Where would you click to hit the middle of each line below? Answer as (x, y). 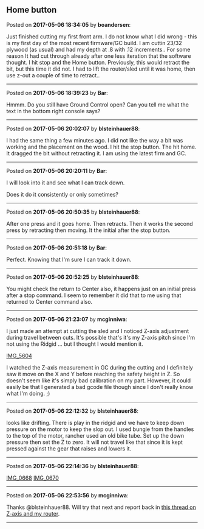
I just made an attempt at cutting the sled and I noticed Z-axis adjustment (98, 331)
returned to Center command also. (49, 301)
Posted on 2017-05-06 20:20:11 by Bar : (57, 170)
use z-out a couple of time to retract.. (53, 75)
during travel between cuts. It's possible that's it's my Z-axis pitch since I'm (101, 337)
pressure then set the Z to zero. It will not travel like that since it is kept (95, 442)
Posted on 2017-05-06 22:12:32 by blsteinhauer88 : (72, 411)
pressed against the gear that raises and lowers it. (69, 448)
